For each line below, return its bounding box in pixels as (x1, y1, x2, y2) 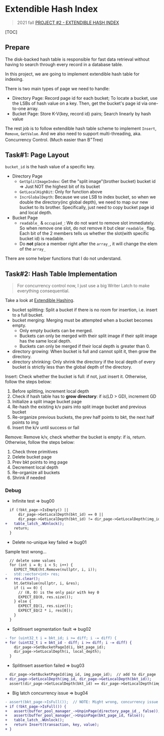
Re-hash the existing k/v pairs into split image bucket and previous (12, 404, 146, 410)
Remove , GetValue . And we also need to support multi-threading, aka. (5, 131, 142, 137)
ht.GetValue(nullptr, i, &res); (14, 581, 80, 586)
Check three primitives (12, 449, 58, 455)
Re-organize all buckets (12, 470, 60, 476)
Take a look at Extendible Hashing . (5, 298, 75, 303)
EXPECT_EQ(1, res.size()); (18, 603, 73, 609)
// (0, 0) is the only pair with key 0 (18, 590, 99, 595)
